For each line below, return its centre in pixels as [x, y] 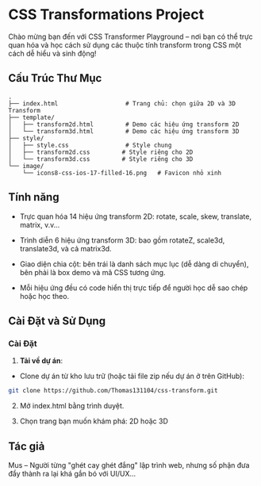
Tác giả [27, 446]
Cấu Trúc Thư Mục [55, 78]
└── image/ [26, 166]
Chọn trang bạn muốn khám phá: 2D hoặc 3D [94, 421]
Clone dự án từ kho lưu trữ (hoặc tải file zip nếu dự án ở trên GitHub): [132, 376]
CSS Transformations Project [106, 15]
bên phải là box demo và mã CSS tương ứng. [92, 272]
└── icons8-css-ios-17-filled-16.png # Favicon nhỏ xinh [122, 173]
